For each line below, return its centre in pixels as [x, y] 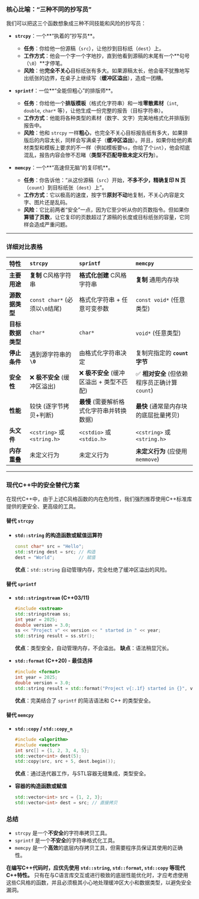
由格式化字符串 [100, 353]
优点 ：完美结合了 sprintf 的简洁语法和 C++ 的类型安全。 [84, 700]
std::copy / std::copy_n [44, 729]
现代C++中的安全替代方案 [43, 485]
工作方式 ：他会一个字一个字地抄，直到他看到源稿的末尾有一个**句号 [107, 56]
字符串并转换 [109, 411]
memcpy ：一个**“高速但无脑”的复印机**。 [64, 167]
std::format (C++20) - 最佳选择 [54, 660]
